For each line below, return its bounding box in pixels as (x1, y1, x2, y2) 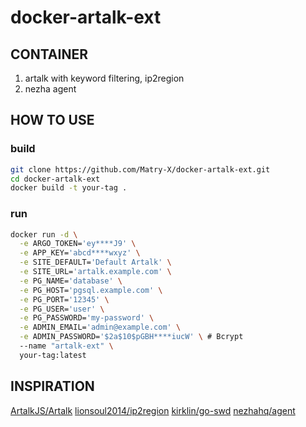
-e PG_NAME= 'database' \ (19, 276, 123, 286)
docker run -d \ (10, 229, 78, 240)
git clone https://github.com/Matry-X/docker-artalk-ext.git (10, 164, 271, 175)
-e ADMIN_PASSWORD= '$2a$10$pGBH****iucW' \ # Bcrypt (19, 332, 244, 342)
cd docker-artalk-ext (10, 174, 101, 184)
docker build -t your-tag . (10, 183, 128, 193)
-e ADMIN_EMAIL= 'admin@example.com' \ (19, 322, 182, 333)
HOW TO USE (10, 112, 95, 129)
